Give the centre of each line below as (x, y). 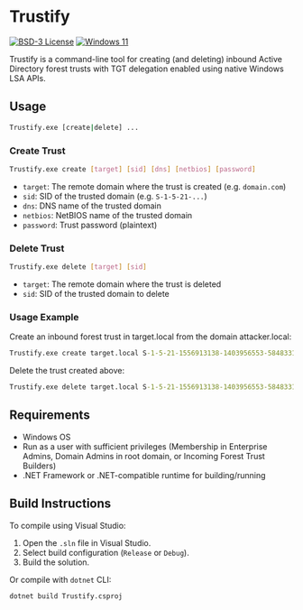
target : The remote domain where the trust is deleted (122, 284)
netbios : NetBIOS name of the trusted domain (107, 215)
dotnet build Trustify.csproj (66, 596)
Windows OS (46, 437)
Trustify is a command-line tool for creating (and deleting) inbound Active (146, 59)
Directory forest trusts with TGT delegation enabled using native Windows (147, 69)
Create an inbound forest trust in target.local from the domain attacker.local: (151, 337)
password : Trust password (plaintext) (90, 225)
